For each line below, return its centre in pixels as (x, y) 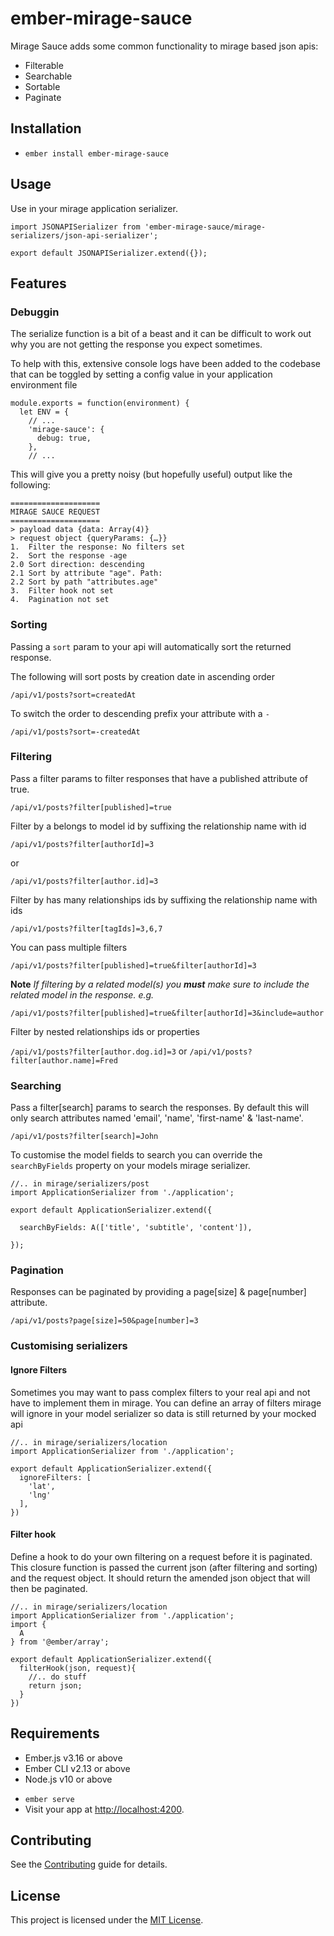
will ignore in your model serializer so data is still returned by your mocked (163, 1413)
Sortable (42, 86)
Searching (36, 1085)
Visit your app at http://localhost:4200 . (104, 1809)
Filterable (44, 65)
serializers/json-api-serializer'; (84, 235)
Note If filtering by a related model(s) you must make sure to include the (160, 984)
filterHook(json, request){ (78, 1668)
